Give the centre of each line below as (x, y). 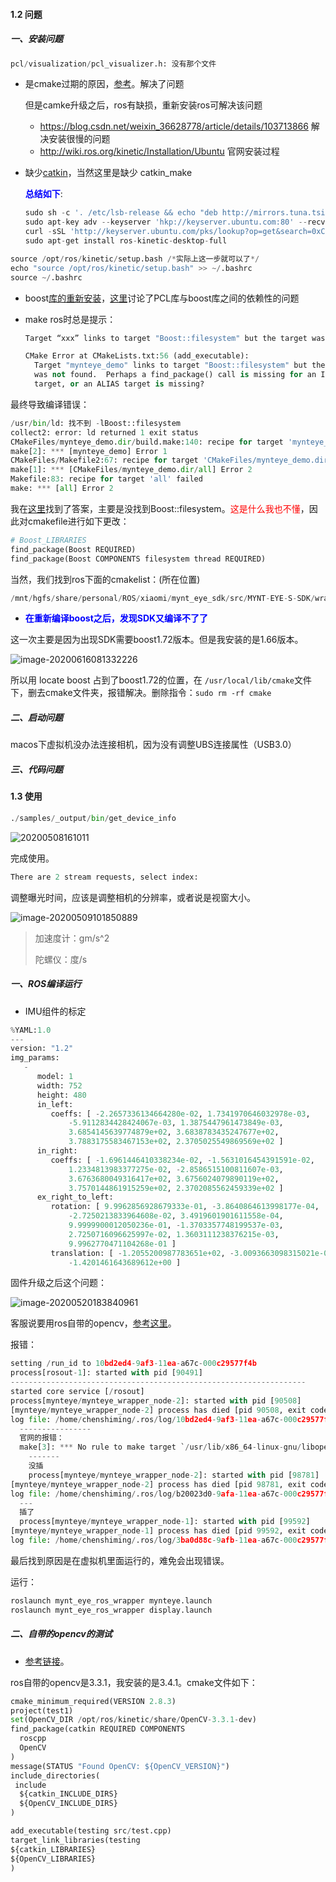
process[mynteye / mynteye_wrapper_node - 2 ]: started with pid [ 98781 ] (174, 1475)
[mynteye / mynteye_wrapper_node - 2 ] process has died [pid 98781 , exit (158, 1484)
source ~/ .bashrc (46, 277)
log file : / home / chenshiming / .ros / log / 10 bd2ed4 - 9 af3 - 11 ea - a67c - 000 (154, 1419)
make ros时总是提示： (70, 319)
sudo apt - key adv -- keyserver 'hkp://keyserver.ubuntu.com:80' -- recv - (177, 222)
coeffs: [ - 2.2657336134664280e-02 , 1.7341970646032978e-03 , (180, 1114)
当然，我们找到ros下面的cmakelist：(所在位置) (105, 579)
